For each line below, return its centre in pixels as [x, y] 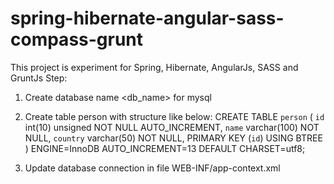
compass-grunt [77, 39]
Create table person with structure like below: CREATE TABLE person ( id [174, 116]
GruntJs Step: [39, 78]
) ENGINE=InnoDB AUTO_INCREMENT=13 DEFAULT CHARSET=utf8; [165, 148]
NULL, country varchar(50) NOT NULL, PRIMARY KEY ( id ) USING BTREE [173, 138]
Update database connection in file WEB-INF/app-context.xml [152, 168]
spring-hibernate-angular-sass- [147, 18]
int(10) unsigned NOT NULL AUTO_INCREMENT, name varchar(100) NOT [172, 127]
